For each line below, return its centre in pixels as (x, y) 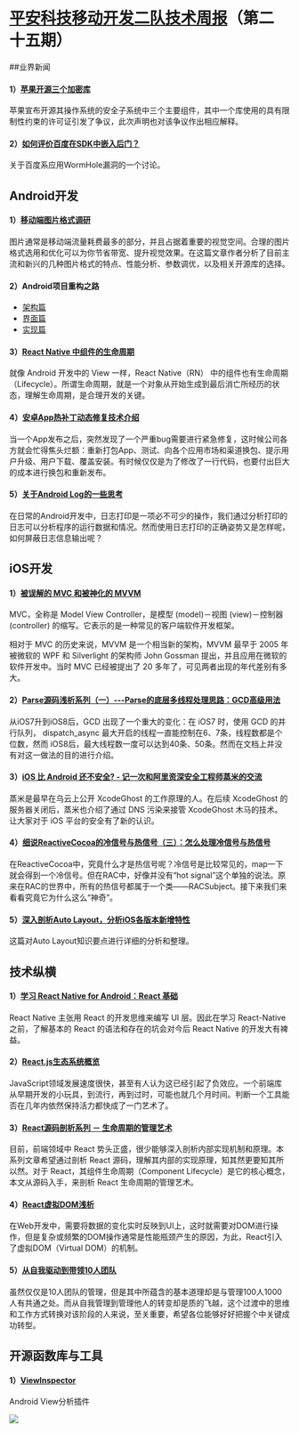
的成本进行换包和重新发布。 (60, 472)
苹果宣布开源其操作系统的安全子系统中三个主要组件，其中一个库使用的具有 (145, 110)
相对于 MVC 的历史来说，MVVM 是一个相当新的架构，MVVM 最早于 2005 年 (149, 644)
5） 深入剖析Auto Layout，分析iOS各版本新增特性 (100, 919)
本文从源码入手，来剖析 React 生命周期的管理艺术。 (104, 1182)
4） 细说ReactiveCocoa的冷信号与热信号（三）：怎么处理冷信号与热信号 (140, 843)
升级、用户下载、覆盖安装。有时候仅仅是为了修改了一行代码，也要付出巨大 (153, 461)
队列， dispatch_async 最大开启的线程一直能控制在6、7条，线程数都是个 (149, 733)
